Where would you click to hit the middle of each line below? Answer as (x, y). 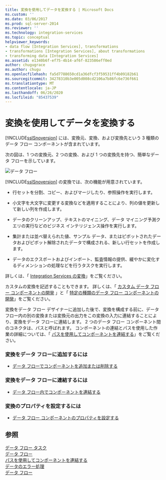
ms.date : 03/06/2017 (27, 19)
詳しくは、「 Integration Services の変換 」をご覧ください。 (65, 276)
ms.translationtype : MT (30, 83)
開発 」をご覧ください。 (29, 299)
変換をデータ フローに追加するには (46, 355)
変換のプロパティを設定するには (43, 406)
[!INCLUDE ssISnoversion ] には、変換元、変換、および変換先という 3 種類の (82, 138)
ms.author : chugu (23, 70)
